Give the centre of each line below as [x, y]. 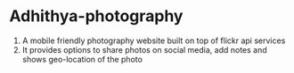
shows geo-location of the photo [82, 59]
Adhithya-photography [96, 16]
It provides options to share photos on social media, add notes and [144, 49]
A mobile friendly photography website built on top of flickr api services [154, 40]
